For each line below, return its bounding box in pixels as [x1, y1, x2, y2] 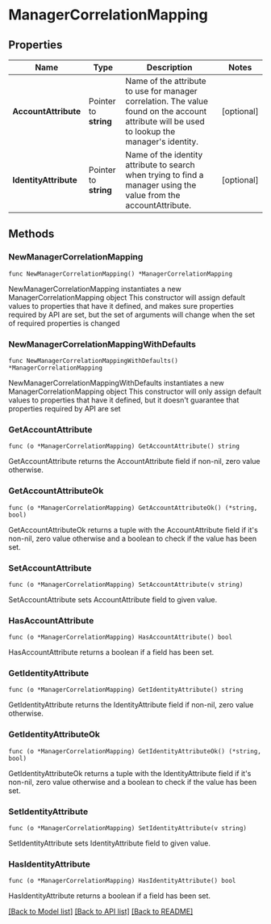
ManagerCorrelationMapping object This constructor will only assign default [8, 386, 262, 396]
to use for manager [125, 86, 198, 96]
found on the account [125, 106, 207, 116]
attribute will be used [125, 116, 206, 127]
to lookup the [125, 126, 176, 137]
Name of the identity [125, 150, 203, 160]
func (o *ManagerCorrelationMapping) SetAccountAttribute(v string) [8, 580, 244, 589]
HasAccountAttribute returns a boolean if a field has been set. [8, 648, 215, 657]
